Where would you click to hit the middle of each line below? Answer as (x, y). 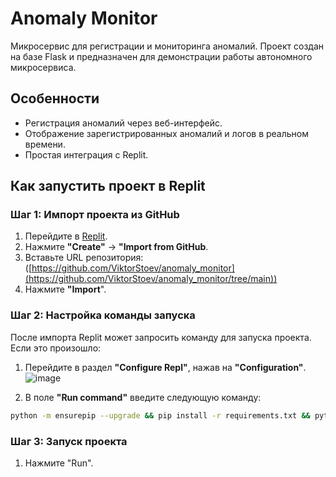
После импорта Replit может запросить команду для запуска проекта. (161, 337)
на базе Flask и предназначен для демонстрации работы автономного (161, 56)
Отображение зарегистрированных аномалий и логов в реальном (166, 133)
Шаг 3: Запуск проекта (69, 441)
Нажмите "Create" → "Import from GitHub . (116, 247)
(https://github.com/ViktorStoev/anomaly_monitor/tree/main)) (151, 279)
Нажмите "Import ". (65, 289)
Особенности (55, 98)
